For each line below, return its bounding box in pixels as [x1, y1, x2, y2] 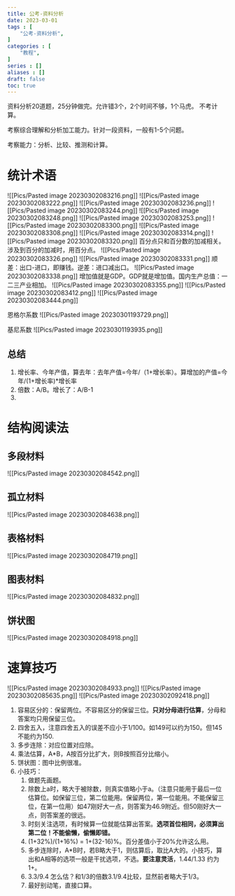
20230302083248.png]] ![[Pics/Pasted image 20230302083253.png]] [7, 214, 211, 222]
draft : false [7, 75, 45, 83]
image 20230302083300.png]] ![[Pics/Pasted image [48, 222, 199, 230]
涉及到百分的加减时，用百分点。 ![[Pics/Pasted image [7, 246, 161, 254]
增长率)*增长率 [34, 376, 78, 385]
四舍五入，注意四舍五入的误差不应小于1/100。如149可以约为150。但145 [17, 724, 222, 732]
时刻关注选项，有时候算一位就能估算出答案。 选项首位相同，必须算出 [27, 820, 225, 828]
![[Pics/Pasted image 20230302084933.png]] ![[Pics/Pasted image [7, 684, 201, 693]
